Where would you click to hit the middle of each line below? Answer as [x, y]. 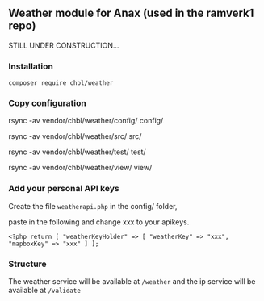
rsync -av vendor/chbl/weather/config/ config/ [86, 121]
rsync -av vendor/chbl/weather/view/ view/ [80, 168]
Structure [27, 264]
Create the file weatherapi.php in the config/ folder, [93, 206]
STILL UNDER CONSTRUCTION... [64, 45]
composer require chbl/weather [61, 83]
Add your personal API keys [64, 189]
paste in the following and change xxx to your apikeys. [99, 222]
